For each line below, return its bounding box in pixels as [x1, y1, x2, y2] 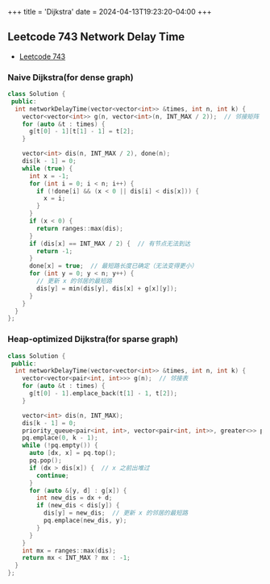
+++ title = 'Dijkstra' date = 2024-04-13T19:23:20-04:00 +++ [7, 7, 212, 16]
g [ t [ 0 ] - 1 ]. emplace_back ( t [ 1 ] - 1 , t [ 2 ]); [28, 390, 178, 398]
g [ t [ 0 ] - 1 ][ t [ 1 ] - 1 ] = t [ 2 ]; [28, 127, 135, 136]
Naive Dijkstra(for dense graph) [7, 72, 134, 83]
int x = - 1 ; [28, 172, 69, 180]
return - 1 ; [36, 247, 73, 255]
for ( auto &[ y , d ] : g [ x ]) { [28, 486, 127, 494]
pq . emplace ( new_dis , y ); [43, 516, 127, 525]
